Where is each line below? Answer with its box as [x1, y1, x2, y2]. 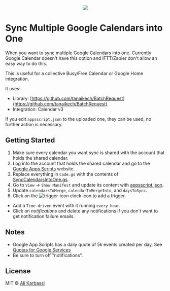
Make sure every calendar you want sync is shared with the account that [12, 150, 165, 156]
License [5, 267, 31, 275]
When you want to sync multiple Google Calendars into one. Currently [5, 50, 152, 56]
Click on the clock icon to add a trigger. [12, 193, 126, 199]
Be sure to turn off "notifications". [12, 252, 83, 258]
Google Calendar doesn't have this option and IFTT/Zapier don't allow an [5, 55, 157, 61]
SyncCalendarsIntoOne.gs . [12, 176, 69, 183]
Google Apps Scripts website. [12, 165, 75, 172]
